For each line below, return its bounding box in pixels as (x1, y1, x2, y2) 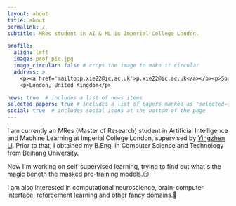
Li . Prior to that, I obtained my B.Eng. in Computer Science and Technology (7, 142, 224, 149)
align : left (13, 49, 49, 56)
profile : (7, 43, 33, 50)
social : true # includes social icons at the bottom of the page (7, 107, 206, 114)
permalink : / (7, 23, 46, 30)
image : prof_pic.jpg (13, 55, 74, 63)
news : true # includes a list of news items (7, 94, 143, 102)
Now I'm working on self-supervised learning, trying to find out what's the (7, 163, 221, 170)
